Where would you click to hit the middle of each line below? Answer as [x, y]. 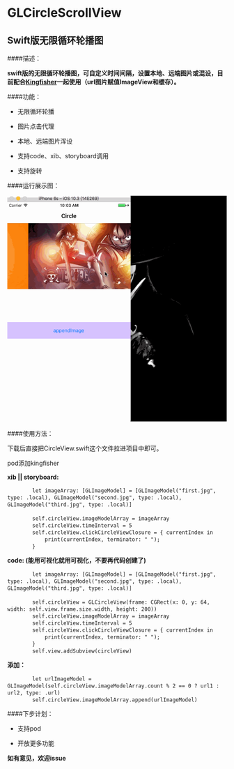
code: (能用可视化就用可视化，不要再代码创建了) [77, 561]
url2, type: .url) [34, 693]
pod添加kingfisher [33, 463]
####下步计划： [30, 714]
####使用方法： [30, 434]
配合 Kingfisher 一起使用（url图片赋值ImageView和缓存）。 [96, 82]
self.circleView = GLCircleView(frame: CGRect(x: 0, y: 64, [121, 602]
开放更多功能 [36, 743]
